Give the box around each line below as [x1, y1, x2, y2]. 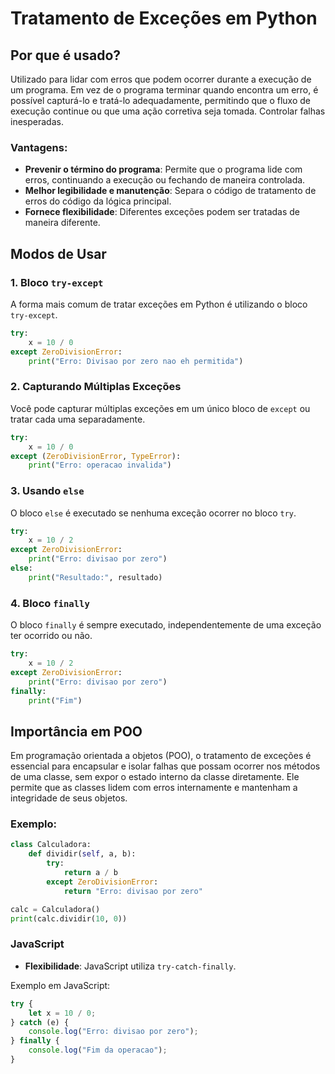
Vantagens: [10, 140, 68, 154]
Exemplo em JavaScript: [10, 979, 111, 991]
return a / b [63, 868, 118, 878]
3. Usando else [10, 484, 85, 498]
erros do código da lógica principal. [24, 195, 172, 207]
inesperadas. [10, 116, 64, 127]
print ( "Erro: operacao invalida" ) [28, 460, 172, 471]
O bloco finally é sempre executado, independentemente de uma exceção [10, 619, 322, 631]
